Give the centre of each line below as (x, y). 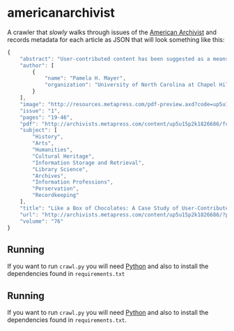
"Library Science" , (61, 169)
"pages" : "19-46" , (46, 117)
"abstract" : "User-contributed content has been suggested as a (115, 59)
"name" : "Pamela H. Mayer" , (85, 78)
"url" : (29, 214)
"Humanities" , (53, 150)
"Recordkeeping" (56, 196)
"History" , (48, 137)
